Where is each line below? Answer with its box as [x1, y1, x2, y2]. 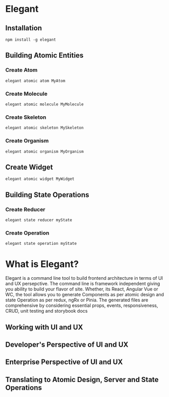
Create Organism [5, 137, 49, 145]
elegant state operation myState [5, 241, 77, 246]
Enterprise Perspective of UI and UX [5, 358, 123, 367]
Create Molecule [5, 90, 48, 97]
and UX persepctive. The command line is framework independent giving [5, 281, 160, 287]
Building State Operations [5, 190, 89, 199]
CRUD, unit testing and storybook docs [5, 308, 88, 314]
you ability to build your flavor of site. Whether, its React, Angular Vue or [5, 286, 158, 292]
